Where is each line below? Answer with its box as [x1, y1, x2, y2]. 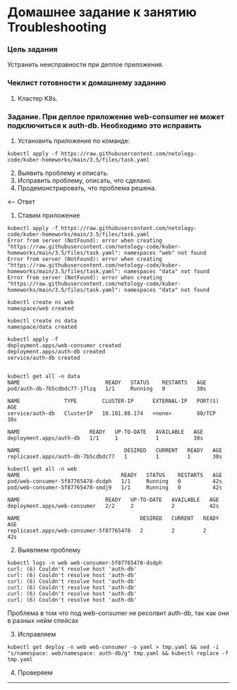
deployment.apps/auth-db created [7, 349, 106, 356]
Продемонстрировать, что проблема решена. [17, 184, 157, 193]
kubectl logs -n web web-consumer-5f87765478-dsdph [7, 559, 162, 567]
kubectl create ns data [7, 317, 78, 325]
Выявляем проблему [17, 546, 81, 555]
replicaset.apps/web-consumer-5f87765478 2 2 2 [7, 527, 207, 535]
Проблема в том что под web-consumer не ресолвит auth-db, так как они [7, 609, 229, 617]
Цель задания [7, 44, 58, 54]
